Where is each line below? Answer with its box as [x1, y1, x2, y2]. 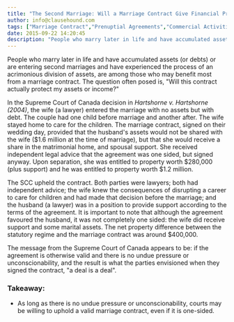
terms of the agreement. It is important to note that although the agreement [7, 208, 223, 217]
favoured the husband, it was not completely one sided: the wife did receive [7, 215, 225, 224]
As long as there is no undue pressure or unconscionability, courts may [17, 299, 222, 307]
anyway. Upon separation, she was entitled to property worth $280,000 [7, 158, 213, 166]
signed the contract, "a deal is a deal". [7, 266, 117, 275]
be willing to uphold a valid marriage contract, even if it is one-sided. [17, 307, 214, 315]
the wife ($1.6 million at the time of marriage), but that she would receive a [7, 135, 221, 144]
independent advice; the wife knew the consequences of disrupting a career [7, 186, 227, 194]
